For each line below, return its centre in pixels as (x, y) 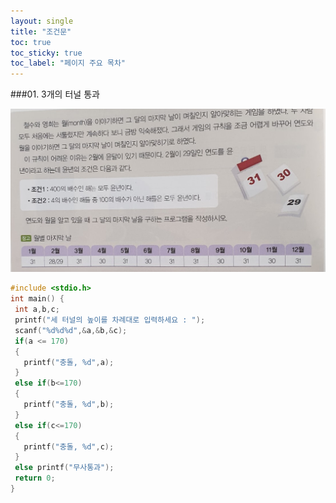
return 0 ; (35, 478)
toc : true (31, 42)
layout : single (42, 21)
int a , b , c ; (37, 310)
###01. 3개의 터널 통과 (55, 94)
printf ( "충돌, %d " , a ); (69, 362)
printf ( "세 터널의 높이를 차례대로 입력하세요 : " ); (110, 320)
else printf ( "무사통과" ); (64, 468)
